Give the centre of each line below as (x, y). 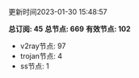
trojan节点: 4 (41, 56)
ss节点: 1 (35, 66)
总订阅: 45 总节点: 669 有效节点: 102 (69, 29)
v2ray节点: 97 (43, 46)
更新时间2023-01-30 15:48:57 (58, 12)
